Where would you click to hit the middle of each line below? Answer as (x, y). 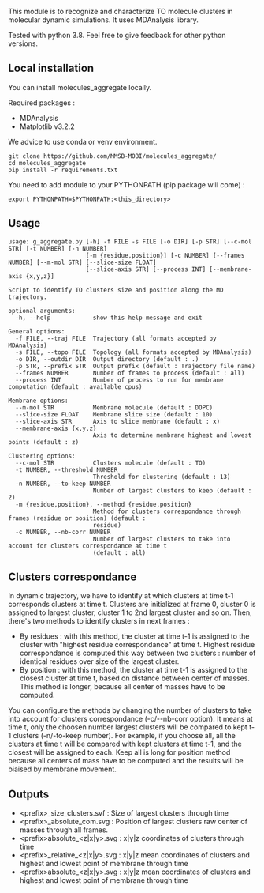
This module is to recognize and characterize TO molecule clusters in (121, 11)
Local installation (51, 68)
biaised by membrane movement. (62, 769)
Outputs (29, 794)
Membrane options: (38, 401)
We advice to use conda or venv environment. (83, 141)
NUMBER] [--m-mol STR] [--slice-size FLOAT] (82, 262)
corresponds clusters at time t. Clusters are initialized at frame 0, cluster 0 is (132, 605)
